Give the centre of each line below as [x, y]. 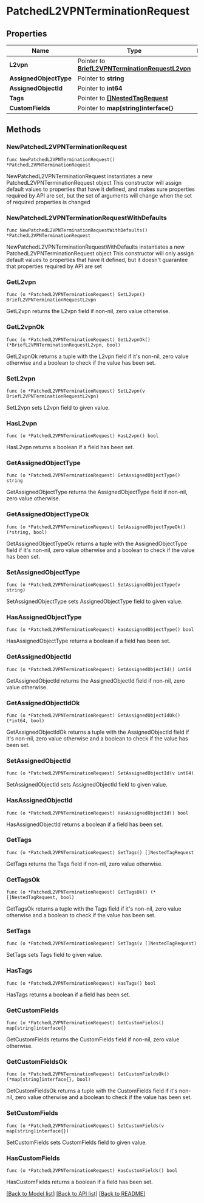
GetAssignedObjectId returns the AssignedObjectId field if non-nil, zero [96, 681]
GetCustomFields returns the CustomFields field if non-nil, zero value [93, 1039]
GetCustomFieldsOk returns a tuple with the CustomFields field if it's [92, 1091]
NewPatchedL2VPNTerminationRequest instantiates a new [80, 176]
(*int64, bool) [25, 721]
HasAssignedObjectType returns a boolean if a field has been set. [89, 641]
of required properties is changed [48, 202]
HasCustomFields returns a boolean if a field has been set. [80, 1182]
